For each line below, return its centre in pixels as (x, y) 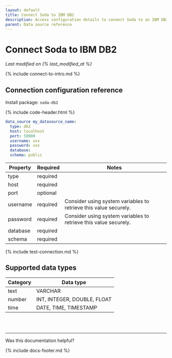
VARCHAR (48, 291)
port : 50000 (23, 136)
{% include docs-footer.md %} (38, 350)
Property (20, 167)
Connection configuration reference (64, 90)
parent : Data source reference (39, 24)
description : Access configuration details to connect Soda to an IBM (82, 19)
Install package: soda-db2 (32, 102)
